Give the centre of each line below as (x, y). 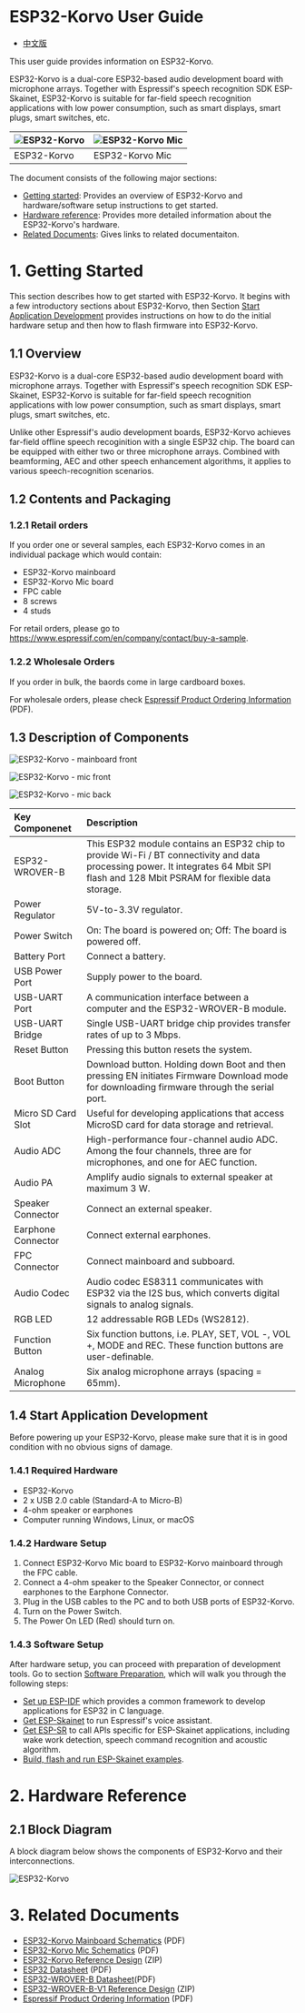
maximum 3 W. (118, 1189)
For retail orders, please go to (64, 629)
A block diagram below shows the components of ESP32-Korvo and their (146, 1851)
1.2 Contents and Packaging (90, 499)
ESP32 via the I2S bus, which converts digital (182, 1293)
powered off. (113, 942)
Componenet (43, 828)
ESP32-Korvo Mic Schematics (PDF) (90, 1950)
